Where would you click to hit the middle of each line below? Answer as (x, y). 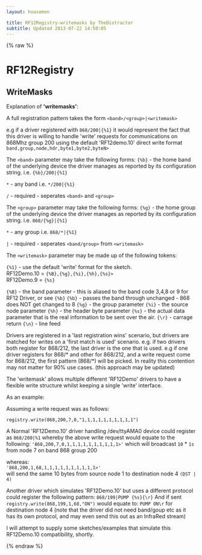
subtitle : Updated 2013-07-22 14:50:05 (56, 28)
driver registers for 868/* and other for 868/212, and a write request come (99, 355)
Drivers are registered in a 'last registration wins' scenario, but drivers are (98, 335)
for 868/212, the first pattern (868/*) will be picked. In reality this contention (100, 361)
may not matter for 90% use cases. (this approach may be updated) (90, 367)
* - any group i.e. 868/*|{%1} (42, 232)
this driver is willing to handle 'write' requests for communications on (92, 136)
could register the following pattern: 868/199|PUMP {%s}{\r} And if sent (94, 497)
